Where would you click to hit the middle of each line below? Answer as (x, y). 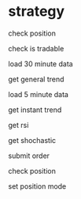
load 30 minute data (40, 64)
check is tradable (36, 48)
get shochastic (32, 140)
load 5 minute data (39, 94)
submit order (29, 156)
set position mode (37, 186)
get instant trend (35, 110)
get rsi (18, 125)
